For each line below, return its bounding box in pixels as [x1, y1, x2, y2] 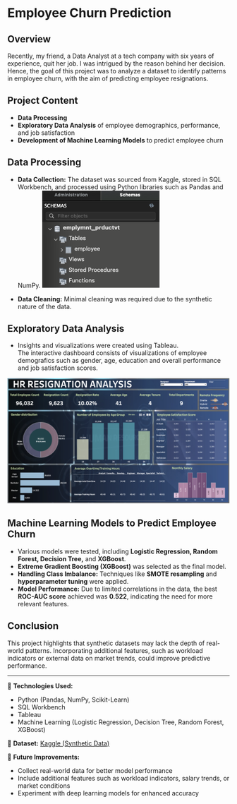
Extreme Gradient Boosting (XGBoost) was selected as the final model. [17, 562, 227, 570]
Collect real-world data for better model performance [17, 766, 173, 774]
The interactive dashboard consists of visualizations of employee [17, 349, 207, 357]
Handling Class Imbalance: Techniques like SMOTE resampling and [17, 570, 217, 578]
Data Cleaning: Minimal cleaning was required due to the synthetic [17, 294, 213, 303]
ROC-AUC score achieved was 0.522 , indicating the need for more [17, 592, 213, 601]
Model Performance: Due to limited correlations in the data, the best [17, 584, 217, 593]
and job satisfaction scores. [17, 364, 99, 372]
